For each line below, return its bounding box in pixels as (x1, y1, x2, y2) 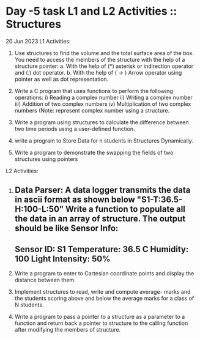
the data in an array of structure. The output (14, 214, 186, 224)
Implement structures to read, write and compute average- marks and (14, 288, 191, 296)
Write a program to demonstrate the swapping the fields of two (14, 149, 174, 156)
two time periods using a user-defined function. (14, 125, 135, 132)
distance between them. (14, 277, 76, 284)
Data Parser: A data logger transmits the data (14, 185, 191, 195)
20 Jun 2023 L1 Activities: (6, 37, 71, 45)
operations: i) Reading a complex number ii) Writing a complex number (14, 94, 193, 101)
